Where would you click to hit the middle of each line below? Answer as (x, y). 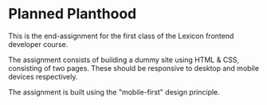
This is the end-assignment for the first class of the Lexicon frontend (121, 36)
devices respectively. (43, 76)
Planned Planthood (73, 14)
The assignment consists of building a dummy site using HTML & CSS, (124, 60)
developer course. (38, 44)
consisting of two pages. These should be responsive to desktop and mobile (134, 68)
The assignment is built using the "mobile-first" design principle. (114, 91)
